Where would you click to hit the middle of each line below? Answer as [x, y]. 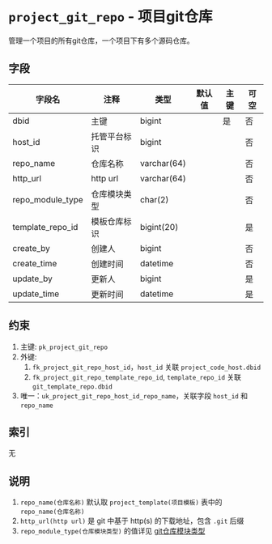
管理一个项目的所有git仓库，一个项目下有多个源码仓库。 [101, 40]
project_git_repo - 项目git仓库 [110, 17]
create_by [32, 248]
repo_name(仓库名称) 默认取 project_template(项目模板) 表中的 [121, 502]
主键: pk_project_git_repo [64, 346]
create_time [35, 263]
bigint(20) [159, 227]
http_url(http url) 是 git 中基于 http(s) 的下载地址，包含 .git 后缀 [132, 521]
